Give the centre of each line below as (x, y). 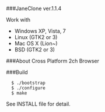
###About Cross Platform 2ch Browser (53, 61)
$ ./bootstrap (28, 83)
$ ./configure (28, 88)
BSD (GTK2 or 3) (35, 50)
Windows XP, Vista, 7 (40, 31)
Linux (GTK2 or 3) (36, 37)
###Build (17, 72)
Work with (18, 20)
